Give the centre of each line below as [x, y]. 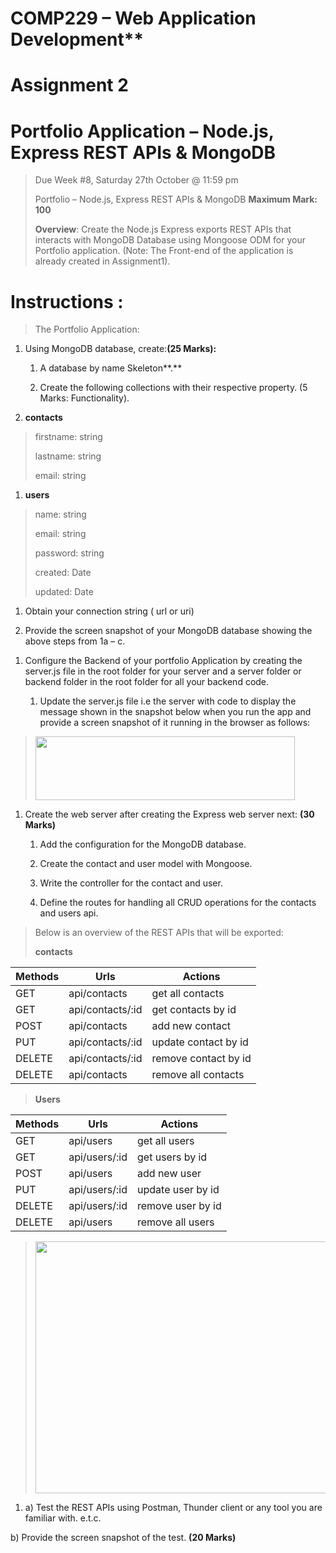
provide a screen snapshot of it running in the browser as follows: [175, 723]
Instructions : [67, 301]
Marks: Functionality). [84, 398]
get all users [166, 1141]
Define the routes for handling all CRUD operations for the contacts [178, 903]
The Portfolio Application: [87, 329]
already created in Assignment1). [102, 261]
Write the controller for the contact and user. [131, 883]
